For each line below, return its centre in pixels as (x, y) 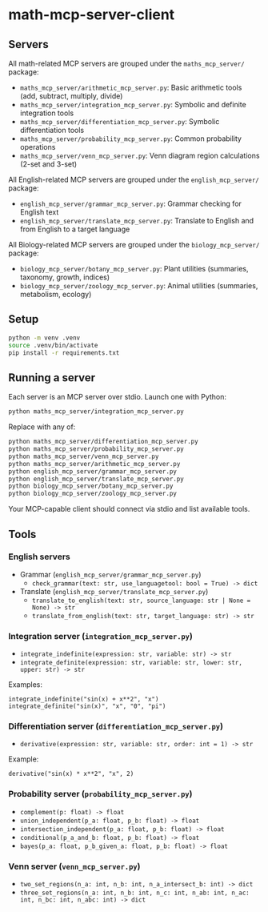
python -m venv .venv (44, 338)
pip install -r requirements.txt (64, 353)
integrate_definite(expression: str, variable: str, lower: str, (131, 663)
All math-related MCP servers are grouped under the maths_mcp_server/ (127, 63)
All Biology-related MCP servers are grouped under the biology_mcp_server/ (134, 245)
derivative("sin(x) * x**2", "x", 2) (71, 774)
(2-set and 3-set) (48, 164)
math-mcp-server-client (92, 15)
